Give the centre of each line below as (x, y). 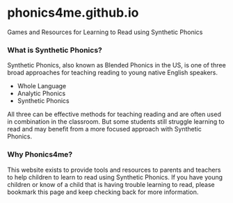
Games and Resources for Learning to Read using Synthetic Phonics (105, 32)
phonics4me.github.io (73, 13)
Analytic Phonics (41, 94)
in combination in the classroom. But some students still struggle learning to (116, 122)
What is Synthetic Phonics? (55, 50)
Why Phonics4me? (40, 154)
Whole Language (42, 86)
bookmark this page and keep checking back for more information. (103, 192)
